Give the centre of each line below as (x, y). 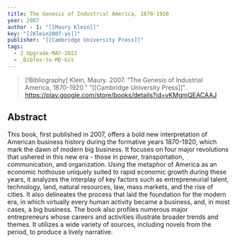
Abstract (27, 117)
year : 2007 (23, 20)
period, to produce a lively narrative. (60, 232)
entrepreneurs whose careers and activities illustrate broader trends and (113, 217)
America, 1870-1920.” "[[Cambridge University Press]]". (106, 87)
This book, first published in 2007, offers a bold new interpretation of (108, 134)
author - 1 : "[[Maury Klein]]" (53, 27)
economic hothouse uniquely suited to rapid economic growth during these (117, 172)
